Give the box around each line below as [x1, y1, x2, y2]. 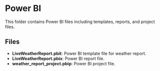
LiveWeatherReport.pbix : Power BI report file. [12, 56, 105, 61]
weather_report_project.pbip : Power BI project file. [12, 60, 116, 66]
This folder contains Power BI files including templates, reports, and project [5, 19, 155, 24]
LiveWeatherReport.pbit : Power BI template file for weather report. [12, 50, 146, 56]
